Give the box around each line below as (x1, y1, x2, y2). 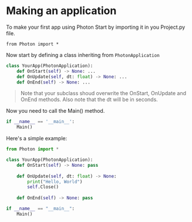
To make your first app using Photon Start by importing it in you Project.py (6, 23, 186, 31)
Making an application (6, 4, 117, 18)
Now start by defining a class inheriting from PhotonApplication (6, 51, 160, 58)
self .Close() (27, 184, 59, 190)
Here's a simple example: (6, 135, 68, 142)
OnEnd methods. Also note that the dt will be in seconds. (20, 96, 159, 103)
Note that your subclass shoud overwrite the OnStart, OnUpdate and (20, 90, 187, 97)
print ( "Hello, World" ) (27, 179, 83, 184)
